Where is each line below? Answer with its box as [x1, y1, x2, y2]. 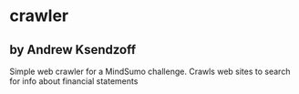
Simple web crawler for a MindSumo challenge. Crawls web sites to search [9, 66, 291, 77]
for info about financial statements [9, 76, 139, 87]
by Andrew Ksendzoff [9, 42, 137, 57]
